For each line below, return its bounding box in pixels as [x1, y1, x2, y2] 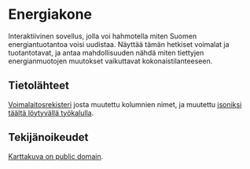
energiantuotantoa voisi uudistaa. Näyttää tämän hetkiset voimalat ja [8, 39, 230, 49]
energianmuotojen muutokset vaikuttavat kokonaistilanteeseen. [8, 56, 213, 66]
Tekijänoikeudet [8, 131, 89, 144]
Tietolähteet [8, 79, 69, 92]
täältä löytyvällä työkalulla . [8, 108, 94, 117]
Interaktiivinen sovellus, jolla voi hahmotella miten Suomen [8, 31, 197, 41]
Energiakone [8, 5, 93, 23]
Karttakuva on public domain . [8, 151, 104, 161]
